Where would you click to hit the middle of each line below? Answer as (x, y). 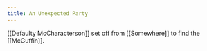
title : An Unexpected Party (48, 13)
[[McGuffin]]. (26, 40)
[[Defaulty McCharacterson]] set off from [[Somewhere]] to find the (104, 33)
